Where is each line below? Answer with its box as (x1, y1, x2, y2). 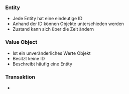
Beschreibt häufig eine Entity (12, 61, 73, 67)
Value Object (5, 39, 38, 46)
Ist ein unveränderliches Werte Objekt (12, 50, 91, 56)
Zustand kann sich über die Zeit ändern (12, 26, 94, 32)
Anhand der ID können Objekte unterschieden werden (12, 21, 124, 27)
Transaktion (5, 73, 35, 80)
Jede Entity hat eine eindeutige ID (12, 16, 83, 22)
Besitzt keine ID (12, 55, 45, 61)
